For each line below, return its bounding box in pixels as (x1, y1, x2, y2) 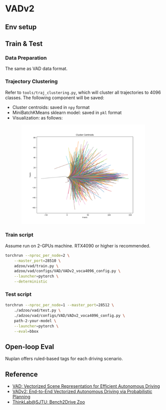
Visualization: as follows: (12, 115, 63, 120)
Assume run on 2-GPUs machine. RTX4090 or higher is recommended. (5, 242, 151, 248)
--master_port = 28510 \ (14, 258, 61, 263)
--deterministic (14, 279, 48, 284)
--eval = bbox (14, 329, 39, 334)
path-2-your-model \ (14, 318, 56, 324)
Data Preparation (5, 54, 47, 61)
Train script (5, 232, 34, 238)
